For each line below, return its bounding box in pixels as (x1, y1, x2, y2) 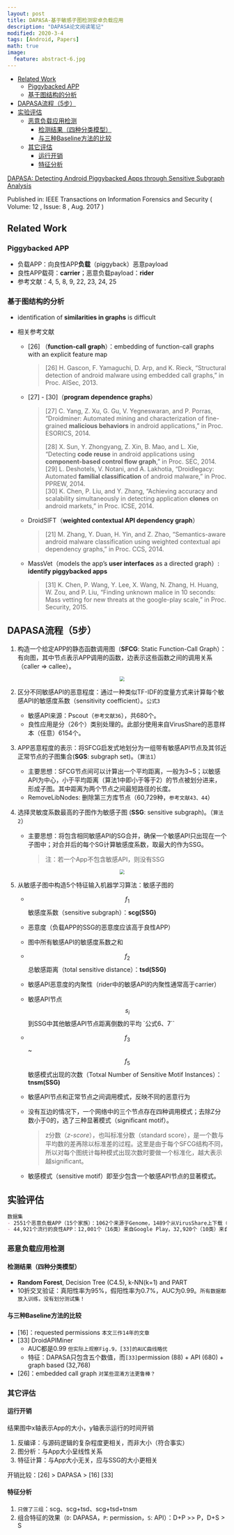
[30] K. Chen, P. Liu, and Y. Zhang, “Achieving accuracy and (45, 487, 218, 495)
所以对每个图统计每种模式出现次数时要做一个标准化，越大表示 (45, 1148, 223, 1156)
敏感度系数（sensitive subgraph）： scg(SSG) (27, 908, 157, 917)
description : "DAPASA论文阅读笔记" (7, 23, 104, 30)
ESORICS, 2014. (45, 429, 91, 437)
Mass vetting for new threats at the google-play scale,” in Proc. (45, 595, 226, 604)
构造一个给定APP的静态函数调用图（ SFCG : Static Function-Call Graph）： (17, 644, 226, 652)
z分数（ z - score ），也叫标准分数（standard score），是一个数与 (45, 1131, 224, 1139)
